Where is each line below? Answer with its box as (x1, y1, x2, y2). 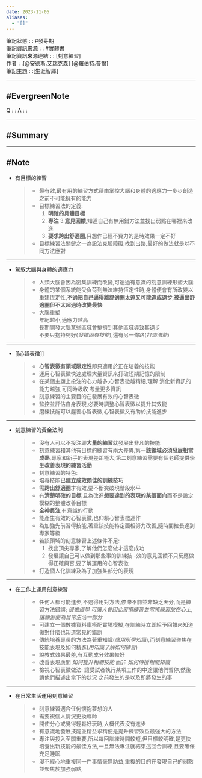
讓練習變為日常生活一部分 (38, 613, 103, 621)
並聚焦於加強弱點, (38, 765, 83, 772)
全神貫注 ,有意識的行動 (38, 507, 94, 514)
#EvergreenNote (6, 91, 70, 101)
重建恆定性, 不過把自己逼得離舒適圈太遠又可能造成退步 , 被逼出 (38, 293, 190, 301)
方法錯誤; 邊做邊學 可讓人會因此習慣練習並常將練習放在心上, (44, 606, 193, 613)
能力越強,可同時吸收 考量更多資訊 (38, 385, 121, 392)
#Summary (6, 130, 49, 140)
